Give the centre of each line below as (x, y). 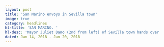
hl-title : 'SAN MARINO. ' (31, 28)
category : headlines (26, 23)
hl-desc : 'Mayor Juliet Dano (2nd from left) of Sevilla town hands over (82, 32)
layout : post (18, 10)
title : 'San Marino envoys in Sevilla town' (51, 14)
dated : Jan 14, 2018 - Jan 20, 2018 (42, 37)
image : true (17, 19)
